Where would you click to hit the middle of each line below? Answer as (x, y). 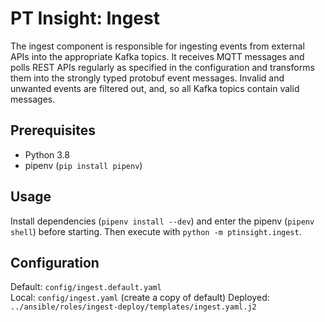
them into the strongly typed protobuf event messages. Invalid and (147, 78)
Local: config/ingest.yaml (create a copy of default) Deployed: (140, 298)
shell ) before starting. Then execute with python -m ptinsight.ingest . (156, 231)
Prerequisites (53, 130)
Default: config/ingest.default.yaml (86, 287)
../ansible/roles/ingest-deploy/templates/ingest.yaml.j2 (133, 307)
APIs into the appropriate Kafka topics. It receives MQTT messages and (157, 56)
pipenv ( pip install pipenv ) (83, 165)
